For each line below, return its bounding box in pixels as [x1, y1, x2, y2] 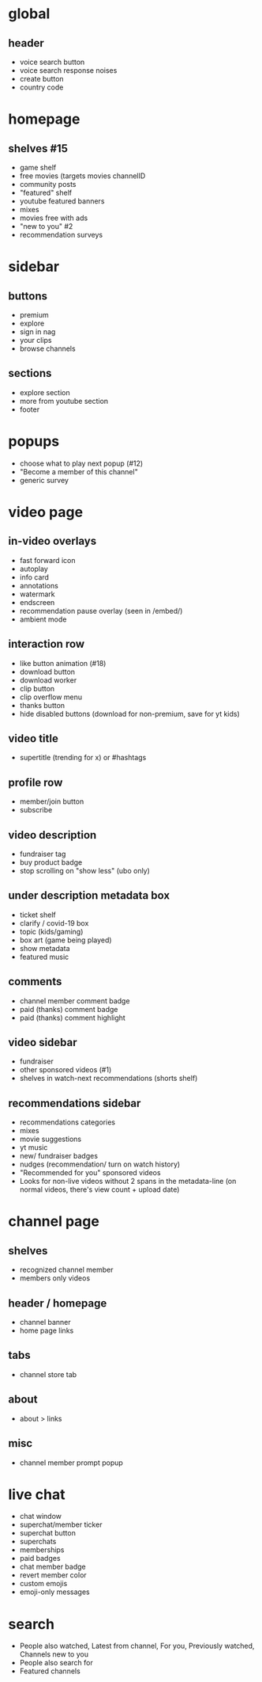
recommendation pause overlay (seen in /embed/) [19, 606, 183, 615]
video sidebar [8, 1036, 77, 1049]
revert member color [19, 1570, 87, 1580]
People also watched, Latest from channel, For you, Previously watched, [19, 1641, 255, 1651]
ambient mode [19, 615, 67, 624]
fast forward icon [19, 555, 77, 565]
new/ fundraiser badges [19, 1151, 99, 1161]
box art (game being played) [19, 935, 112, 945]
